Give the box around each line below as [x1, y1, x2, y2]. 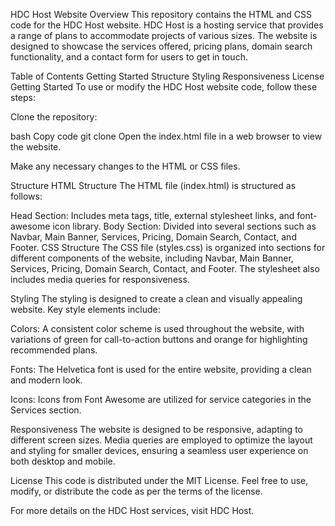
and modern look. [10, 374, 83, 386]
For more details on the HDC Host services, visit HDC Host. [10, 505, 255, 516]
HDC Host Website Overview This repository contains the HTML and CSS [10, 9, 313, 20]
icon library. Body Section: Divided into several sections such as [52, 220, 317, 232]
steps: [10, 92, 36, 103]
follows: [10, 190, 43, 202]
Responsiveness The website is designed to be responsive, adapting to [10, 424, 303, 435]
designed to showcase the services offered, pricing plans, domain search [10, 40, 313, 52]
